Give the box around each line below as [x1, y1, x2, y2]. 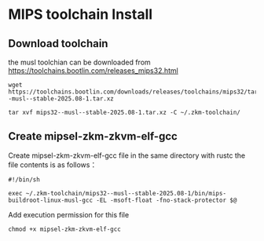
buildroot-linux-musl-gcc [8, 196, 93, 204]
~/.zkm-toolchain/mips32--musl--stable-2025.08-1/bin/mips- [25, 189, 226, 197]
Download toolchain [8, 37, 108, 50]
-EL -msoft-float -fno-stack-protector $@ [95, 196, 237, 204]
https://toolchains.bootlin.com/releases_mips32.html [8, 66, 178, 75]
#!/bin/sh [8, 175, 41, 184]
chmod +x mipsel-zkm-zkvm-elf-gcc [8, 225, 122, 233]
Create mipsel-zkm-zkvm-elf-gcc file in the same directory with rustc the [8, 151, 246, 160]
